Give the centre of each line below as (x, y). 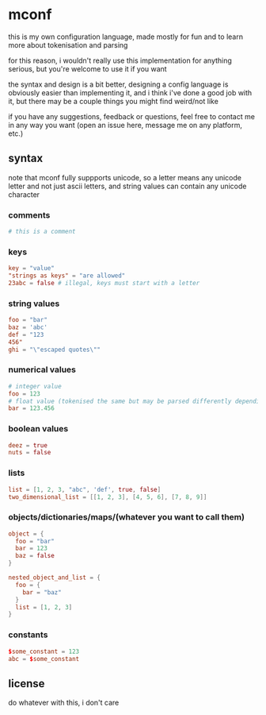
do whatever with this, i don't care (64, 703)
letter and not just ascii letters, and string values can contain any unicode (127, 186)
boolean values (38, 429)
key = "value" (32, 269)
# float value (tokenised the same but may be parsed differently (120, 401)
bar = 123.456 (32, 408)
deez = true (28, 445)
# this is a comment (42, 232)
